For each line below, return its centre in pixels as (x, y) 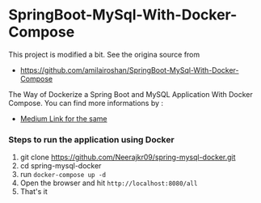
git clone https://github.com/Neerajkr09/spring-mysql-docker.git (128, 157)
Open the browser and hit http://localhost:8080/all (109, 183)
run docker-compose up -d (63, 175)
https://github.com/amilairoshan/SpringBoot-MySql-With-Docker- (130, 70)
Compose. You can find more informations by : (86, 103)
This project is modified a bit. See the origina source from (104, 54)
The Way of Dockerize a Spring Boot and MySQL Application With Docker (130, 94)
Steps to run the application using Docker (92, 139)
